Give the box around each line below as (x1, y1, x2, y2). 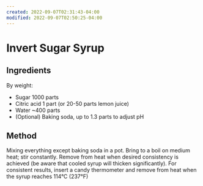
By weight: (6, 81, 34, 89)
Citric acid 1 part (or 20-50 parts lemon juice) (15, 100, 130, 107)
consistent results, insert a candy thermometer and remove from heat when (6, 166, 197, 174)
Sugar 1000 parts (15, 93, 59, 101)
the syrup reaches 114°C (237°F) (6, 173, 89, 180)
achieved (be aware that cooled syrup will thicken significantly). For (6, 160, 177, 167)
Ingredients (6, 65, 51, 76)
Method (6, 130, 37, 141)
